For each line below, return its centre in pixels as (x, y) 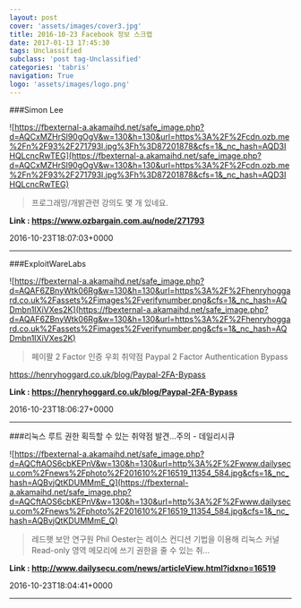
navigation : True (42, 76)
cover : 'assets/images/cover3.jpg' (76, 26)
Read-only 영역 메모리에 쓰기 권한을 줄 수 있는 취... (120, 550)
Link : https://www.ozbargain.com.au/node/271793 (107, 220)
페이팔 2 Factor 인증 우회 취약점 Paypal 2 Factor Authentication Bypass (159, 356)
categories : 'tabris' (50, 68)
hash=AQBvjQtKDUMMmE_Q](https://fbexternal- (99, 482)
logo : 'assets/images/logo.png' (69, 84)
